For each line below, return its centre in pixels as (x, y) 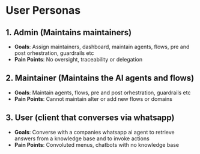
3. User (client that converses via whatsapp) (90, 118)
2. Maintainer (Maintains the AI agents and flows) (100, 78)
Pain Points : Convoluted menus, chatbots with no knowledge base (97, 144)
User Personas (43, 10)
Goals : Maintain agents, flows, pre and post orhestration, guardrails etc (102, 93)
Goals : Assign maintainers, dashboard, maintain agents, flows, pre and (102, 47)
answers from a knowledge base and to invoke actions (82, 138)
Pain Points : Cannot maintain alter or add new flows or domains (93, 98)
